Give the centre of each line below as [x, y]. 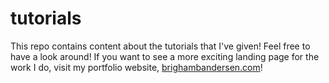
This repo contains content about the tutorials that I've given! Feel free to [160, 46]
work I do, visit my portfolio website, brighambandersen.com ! [136, 67]
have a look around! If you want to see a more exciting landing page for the [165, 56]
